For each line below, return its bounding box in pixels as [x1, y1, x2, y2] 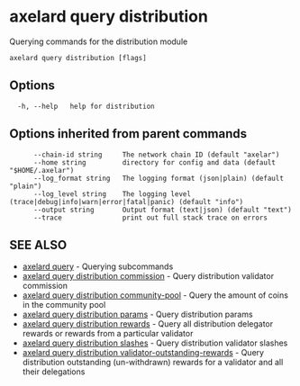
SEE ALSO [9, 237, 68, 253]
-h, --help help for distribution [17, 102, 155, 111]
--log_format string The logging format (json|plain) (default [32, 174, 284, 183]
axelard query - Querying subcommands [22, 261, 174, 272]
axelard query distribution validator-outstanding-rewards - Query [22, 347, 264, 358]
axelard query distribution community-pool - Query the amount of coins [22, 290, 288, 301]
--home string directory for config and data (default [32, 157, 277, 167]
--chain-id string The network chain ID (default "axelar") [32, 150, 280, 159]
